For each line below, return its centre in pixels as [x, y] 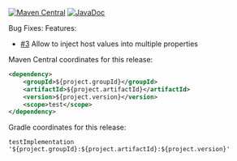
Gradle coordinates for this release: [67, 127]
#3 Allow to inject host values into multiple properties [109, 44]
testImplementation [41, 142]
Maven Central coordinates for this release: [81, 59]
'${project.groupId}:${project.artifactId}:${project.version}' [119, 150]
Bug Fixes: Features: [43, 28]
